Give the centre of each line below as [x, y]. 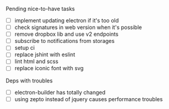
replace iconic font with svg [49, 68]
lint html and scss [36, 61]
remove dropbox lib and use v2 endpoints [66, 34]
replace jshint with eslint [45, 54]
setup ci [25, 48]
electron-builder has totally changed [60, 92]
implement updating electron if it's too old [67, 20]
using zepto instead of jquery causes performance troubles [88, 99]
